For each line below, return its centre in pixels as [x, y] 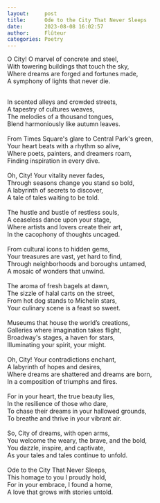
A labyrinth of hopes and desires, [54, 367]
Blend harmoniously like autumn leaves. [64, 124]
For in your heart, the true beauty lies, [61, 396]
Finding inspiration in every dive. [54, 161]
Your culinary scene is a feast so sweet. [64, 308]
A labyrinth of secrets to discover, [55, 191]
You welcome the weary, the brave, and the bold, [77, 441]
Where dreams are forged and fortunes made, [73, 74]
